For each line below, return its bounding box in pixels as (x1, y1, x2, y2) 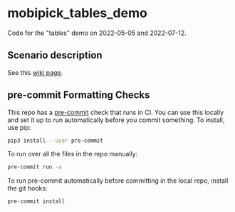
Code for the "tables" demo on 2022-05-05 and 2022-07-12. (7, 29, 187, 37)
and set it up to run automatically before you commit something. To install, (7, 116, 225, 124)
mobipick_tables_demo (7, 5, 147, 21)
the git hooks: (7, 184, 48, 193)
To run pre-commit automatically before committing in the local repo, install (7, 176, 229, 185)
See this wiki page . (7, 68, 63, 76)
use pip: (7, 123, 31, 131)
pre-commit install (7, 198, 66, 205)
